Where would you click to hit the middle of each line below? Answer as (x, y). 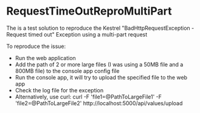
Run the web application (45, 58)
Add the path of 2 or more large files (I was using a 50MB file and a (99, 64)
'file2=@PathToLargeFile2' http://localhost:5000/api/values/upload (99, 103)
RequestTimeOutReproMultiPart (89, 11)
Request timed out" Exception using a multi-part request (77, 34)
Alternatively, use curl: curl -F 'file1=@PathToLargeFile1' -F (88, 97)
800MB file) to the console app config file (67, 70)
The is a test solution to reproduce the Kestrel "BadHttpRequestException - (100, 28)
